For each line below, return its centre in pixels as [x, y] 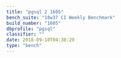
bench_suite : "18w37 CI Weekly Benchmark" [61, 18]
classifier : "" [26, 34]
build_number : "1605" [34, 23]
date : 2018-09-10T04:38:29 [40, 40]
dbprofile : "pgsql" [31, 29]
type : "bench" [24, 46]
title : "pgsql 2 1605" [35, 12]
